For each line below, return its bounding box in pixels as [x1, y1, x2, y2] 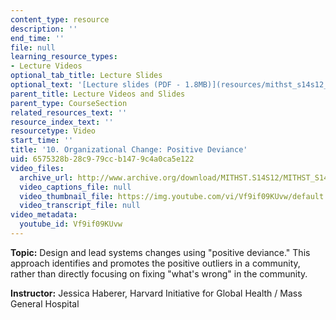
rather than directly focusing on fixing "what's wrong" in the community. [10, 267, 308, 280]
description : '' [10, 24, 78, 34]
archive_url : [19, 172, 74, 183]
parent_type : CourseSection [10, 98, 128, 108]
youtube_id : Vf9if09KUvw [19, 219, 123, 230]
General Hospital [10, 297, 80, 310]
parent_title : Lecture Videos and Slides [10, 89, 186, 99]
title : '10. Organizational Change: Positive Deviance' [10, 145, 248, 155]
